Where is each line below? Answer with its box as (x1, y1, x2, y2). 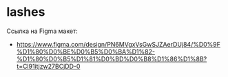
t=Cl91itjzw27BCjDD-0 (16, 62, 81, 70)
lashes (6, 4, 45, 20)
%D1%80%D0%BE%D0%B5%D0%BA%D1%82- (16, 47, 156, 56)
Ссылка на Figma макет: (6, 27, 78, 35)
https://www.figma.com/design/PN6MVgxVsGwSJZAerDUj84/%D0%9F (16, 40, 221, 48)
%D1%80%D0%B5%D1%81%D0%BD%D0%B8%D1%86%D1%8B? (16, 54, 207, 63)
